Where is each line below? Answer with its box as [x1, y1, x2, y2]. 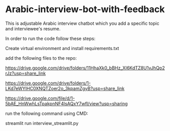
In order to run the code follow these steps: [5, 35, 95, 41]
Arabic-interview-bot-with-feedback [5, 4, 165, 15]
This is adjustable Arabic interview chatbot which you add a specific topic [5, 20, 160, 26]
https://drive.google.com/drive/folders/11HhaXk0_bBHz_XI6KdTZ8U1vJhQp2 [5, 65, 165, 71]
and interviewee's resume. [5, 25, 61, 31]
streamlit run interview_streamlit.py [5, 120, 79, 126]
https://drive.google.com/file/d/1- [5, 95, 75, 101]
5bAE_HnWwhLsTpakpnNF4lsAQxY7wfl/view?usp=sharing [5, 100, 128, 107]
